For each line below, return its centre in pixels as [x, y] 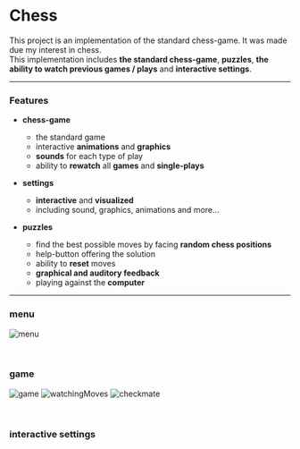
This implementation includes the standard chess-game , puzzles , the [139, 59]
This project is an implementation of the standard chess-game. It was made [148, 40]
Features [29, 100]
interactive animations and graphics [103, 147]
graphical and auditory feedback [97, 273]
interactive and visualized [84, 200]
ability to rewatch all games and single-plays [120, 165]
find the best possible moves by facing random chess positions [154, 245]
